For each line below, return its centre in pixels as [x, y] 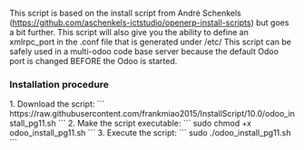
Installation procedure [59, 84]
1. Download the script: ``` [57, 104]
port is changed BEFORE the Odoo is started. [93, 61]
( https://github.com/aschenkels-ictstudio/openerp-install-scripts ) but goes [149, 23]
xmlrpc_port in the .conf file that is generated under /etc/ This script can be [151, 42]
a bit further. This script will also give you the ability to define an [129, 32]
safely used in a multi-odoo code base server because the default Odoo [144, 52]
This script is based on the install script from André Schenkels [126, 13]
